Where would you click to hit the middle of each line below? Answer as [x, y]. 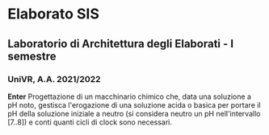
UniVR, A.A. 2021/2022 [55, 79]
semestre [32, 56]
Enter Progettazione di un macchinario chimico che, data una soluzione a [130, 96]
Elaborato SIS [54, 14]
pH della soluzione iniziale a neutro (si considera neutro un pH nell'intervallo [134, 113]
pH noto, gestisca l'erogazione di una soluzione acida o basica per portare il [134, 104]
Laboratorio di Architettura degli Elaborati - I [121, 44]
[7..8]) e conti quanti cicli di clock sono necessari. [90, 122]
